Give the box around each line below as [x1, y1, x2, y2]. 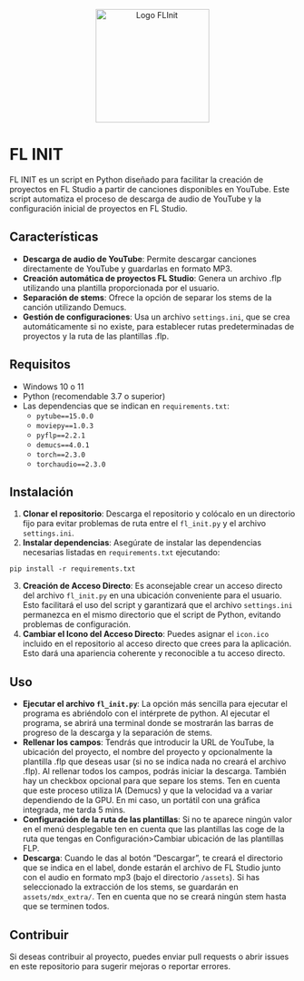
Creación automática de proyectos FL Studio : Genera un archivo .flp [22, 272, 282, 283]
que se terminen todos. [22, 901, 110, 912]
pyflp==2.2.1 [35, 431, 86, 440]
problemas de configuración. [22, 619, 132, 630]
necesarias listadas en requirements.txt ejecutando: [22, 547, 221, 558]
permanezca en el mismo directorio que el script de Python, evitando [22, 609, 281, 621]
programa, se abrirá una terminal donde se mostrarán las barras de [22, 718, 274, 729]
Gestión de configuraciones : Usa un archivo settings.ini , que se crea [22, 311, 290, 322]
